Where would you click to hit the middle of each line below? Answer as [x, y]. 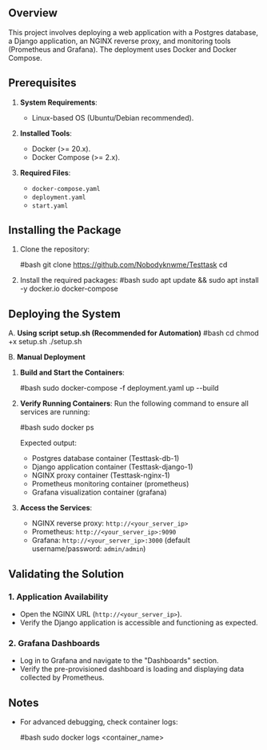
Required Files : [45, 173]
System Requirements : [58, 102]
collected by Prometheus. [62, 677]
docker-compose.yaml [66, 188]
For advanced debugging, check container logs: [99, 722]
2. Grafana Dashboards [54, 643]
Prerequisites [42, 83]
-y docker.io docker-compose [69, 289]
